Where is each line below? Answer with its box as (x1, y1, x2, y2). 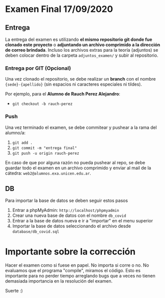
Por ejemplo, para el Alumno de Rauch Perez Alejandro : (5, 91, 120, 97)
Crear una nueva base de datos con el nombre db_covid (12, 212, 126, 218)
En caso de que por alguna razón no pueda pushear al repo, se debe (5, 159, 145, 165)
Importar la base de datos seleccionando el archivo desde (12, 223, 131, 229)
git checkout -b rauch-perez (12, 101, 73, 106)
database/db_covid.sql (12, 229, 59, 234)
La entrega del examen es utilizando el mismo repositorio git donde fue (5, 36, 153, 42)
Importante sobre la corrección (5, 246, 136, 257)
